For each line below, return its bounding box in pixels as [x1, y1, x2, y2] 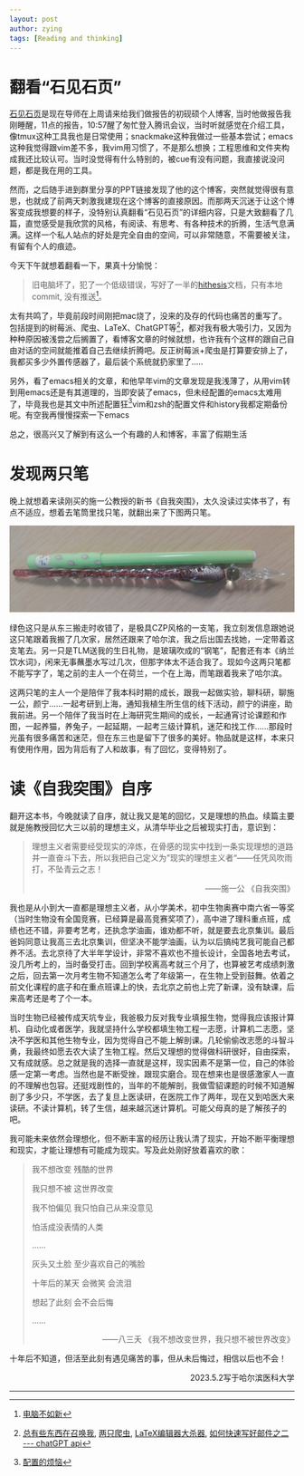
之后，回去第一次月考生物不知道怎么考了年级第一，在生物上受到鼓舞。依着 [9, 970, 287, 980]
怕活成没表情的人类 [31, 1221, 104, 1232]
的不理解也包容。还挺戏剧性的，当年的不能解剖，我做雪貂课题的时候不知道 [9, 1079, 287, 1091]
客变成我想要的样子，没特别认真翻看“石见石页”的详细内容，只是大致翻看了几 [9, 207, 294, 217]
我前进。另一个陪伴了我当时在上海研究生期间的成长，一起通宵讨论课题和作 [9, 709, 287, 720]
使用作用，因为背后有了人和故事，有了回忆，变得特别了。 [16, 743, 232, 754]
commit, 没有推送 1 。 [31, 290, 107, 302]
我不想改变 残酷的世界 [31, 1163, 114, 1174]
